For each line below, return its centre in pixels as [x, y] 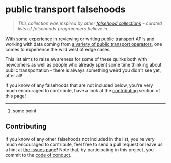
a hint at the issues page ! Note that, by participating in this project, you [79, 150]
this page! [16, 96]
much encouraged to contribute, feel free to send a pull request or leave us [84, 144]
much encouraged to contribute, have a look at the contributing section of [83, 90]
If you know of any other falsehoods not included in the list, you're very [80, 139]
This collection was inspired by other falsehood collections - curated [90, 23]
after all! [14, 75]
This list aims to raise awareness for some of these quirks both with [76, 59]
